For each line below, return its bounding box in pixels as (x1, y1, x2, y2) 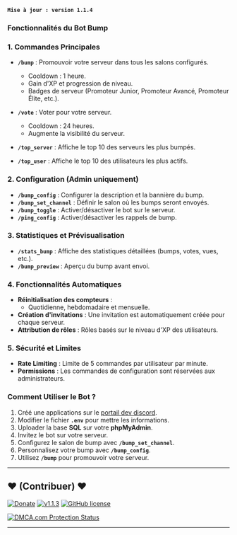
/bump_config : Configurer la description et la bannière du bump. (17, 190, 205, 199)
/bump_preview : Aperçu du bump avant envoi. (17, 262, 150, 270)
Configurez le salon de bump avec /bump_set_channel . (17, 438, 175, 447)
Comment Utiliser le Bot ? (7, 392, 97, 402)
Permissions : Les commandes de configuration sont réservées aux (17, 367, 215, 375)
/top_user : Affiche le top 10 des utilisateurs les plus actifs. (17, 156, 188, 166)
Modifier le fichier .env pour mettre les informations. (17, 415, 169, 424)
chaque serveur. (17, 318, 66, 327)
